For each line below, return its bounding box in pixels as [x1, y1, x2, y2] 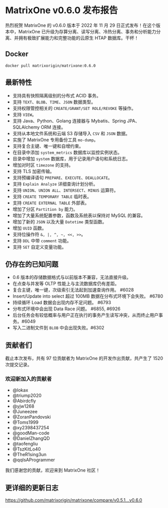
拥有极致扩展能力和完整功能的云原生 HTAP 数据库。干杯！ [18, 35, 139, 41]
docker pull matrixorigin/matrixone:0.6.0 [5, 63, 96, 68]
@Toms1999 [12, 419, 39, 425]
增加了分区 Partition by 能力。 [12, 206, 78, 212]
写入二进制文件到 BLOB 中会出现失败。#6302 [12, 325, 104, 331]
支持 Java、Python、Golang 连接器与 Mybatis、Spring [12, 118, 126, 124]
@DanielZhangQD [12, 435, 50, 441]
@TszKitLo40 [12, 446, 41, 452]
